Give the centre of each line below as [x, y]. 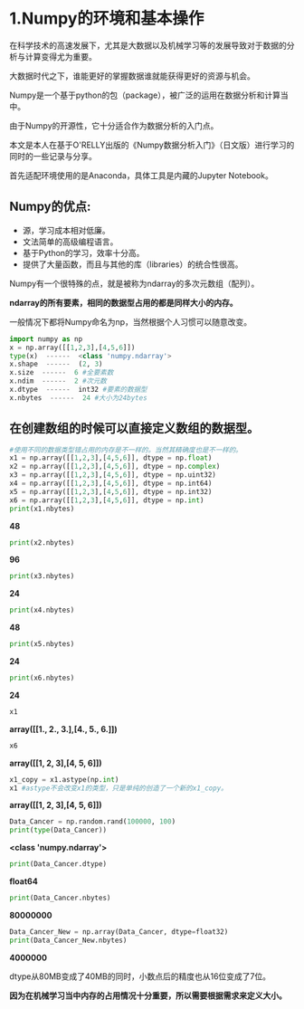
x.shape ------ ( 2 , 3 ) [56, 364]
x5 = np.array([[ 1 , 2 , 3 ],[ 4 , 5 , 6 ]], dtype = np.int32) [111, 491]
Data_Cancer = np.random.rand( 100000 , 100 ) [93, 822]
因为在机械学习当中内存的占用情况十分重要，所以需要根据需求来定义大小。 [148, 995]
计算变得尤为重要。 [61, 56]
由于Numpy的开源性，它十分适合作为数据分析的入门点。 [114, 125]
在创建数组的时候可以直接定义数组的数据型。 [134, 428]
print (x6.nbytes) [42, 678]
